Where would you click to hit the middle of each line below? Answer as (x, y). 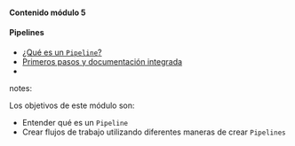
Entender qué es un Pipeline (75, 122)
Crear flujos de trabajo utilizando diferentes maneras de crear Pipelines (154, 132)
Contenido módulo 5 (48, 12)
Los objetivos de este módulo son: (72, 105)
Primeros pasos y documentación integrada (102, 61)
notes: (21, 88)
